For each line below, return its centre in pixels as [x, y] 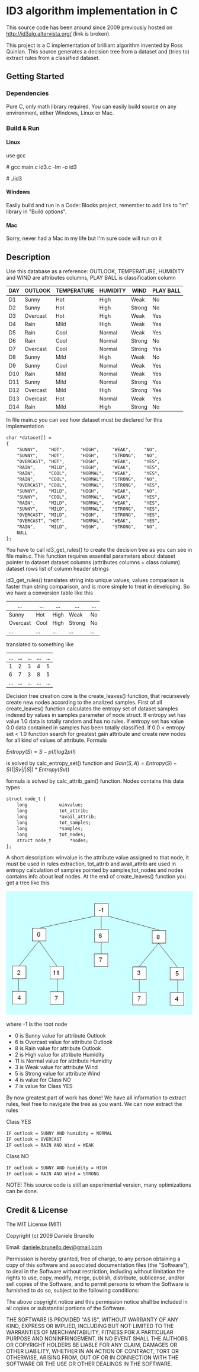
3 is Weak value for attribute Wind [56, 1067]
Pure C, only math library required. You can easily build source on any [91, 106]
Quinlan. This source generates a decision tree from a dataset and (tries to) [98, 51]
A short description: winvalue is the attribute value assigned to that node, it [98, 857]
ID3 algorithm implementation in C [92, 11]
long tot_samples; [54, 823]
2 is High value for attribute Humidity [60, 1055]
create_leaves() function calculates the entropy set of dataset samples [92, 709]
